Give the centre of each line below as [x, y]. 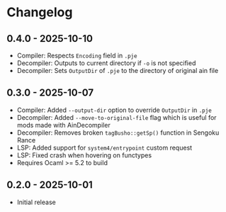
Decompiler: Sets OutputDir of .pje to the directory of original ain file [118, 71]
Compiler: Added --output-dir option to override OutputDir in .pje [114, 110]
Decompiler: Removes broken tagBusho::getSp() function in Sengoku [118, 133]
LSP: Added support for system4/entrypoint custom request [104, 147]
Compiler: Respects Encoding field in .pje [77, 55]
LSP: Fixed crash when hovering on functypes [84, 155]
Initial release [36, 202]
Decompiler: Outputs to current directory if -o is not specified [106, 63]
